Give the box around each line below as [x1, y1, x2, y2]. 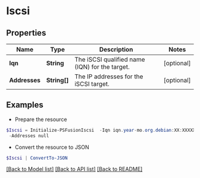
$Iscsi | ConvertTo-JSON [6, 155, 68, 161]
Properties [6, 28, 46, 38]
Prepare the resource [14, 116, 67, 123]
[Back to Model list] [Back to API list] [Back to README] [6, 166, 143, 173]
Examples [6, 100, 43, 110]
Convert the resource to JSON [14, 144, 89, 151]
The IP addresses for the [74, 72, 143, 81]
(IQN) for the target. [74, 63, 130, 71]
